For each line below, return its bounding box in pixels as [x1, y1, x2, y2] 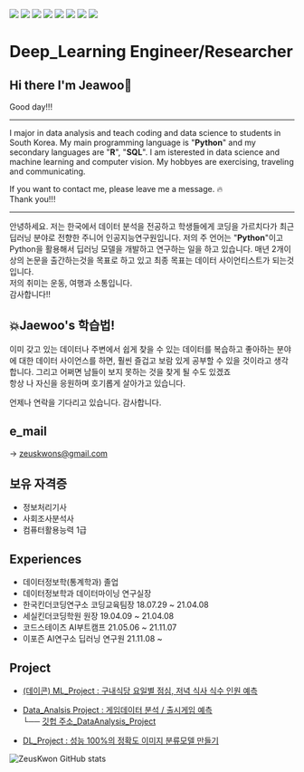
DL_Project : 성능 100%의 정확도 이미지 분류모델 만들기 [22, 735, 219, 747]
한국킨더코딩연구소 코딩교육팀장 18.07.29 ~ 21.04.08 [22, 599, 210, 611]
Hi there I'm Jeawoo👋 [9, 77, 133, 92]
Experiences [9, 551, 82, 566]
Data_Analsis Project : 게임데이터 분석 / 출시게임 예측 [22, 705, 213, 716]
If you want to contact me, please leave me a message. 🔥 [9, 184, 223, 194]
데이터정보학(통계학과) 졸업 [22, 576, 119, 588]
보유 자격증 [9, 477, 68, 492]
